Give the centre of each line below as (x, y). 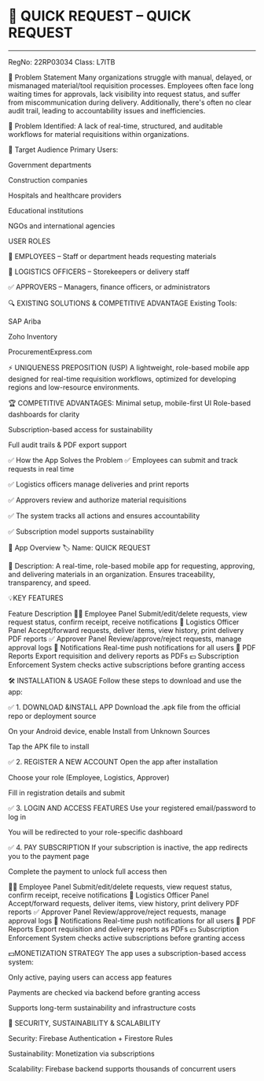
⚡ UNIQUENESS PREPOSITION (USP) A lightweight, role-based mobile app (129, 367)
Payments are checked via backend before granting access (104, 992)
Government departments (50, 165)
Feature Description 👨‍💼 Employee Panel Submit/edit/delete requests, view (128, 613)
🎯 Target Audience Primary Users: (63, 150)
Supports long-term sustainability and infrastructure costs (102, 1008)
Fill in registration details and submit (67, 792)
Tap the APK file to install (49, 746)
